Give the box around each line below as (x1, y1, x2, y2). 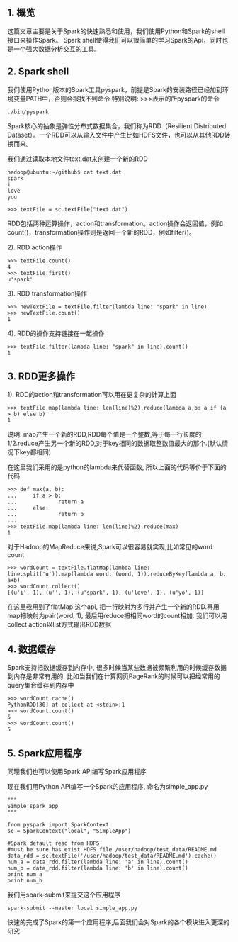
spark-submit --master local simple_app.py (7, 904, 138, 912)
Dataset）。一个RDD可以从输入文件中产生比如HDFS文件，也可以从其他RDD (7, 130, 225, 139)
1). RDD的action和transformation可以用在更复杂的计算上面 (7, 391, 177, 399)
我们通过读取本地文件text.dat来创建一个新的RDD (7, 155, 149, 163)
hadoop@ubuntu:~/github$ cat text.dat (7, 169, 122, 176)
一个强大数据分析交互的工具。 (13, 45, 101, 53)
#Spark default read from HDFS (7, 840, 100, 847)
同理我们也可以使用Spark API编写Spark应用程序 (7, 768, 147, 776)
